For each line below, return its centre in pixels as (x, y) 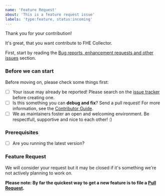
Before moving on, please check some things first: (57, 82)
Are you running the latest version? (48, 143)
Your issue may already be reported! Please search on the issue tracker (86, 92)
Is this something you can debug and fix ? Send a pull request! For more (86, 103)
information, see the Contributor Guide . (53, 108)
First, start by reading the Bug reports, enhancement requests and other (79, 53)
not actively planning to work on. (39, 173)
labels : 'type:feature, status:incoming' (49, 19)
